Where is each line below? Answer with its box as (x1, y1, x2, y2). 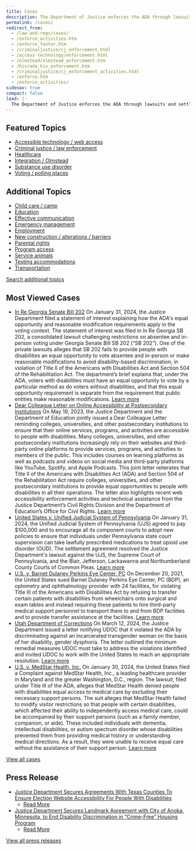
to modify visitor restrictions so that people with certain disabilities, (14, 701, 176, 708)
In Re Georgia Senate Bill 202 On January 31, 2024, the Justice (14, 308, 166, 315)
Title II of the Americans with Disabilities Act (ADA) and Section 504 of (14, 470, 184, 477)
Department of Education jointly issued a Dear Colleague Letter (14, 414, 167, 421)
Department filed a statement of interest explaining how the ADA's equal (14, 314, 188, 321)
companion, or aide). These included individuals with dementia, (14, 719, 167, 726)
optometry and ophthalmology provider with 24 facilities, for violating (14, 582, 181, 589)
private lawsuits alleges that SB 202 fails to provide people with (14, 345, 167, 352)
